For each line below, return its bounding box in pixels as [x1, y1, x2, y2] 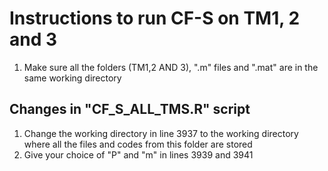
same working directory [23, 72, 122, 84]
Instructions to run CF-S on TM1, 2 [9, 7, 301, 30]
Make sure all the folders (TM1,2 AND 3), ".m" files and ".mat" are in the [23, 61, 319, 73]
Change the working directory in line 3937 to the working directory [23, 127, 299, 139]
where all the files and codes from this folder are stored [23, 138, 253, 150]
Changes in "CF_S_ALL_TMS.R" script [9, 101, 251, 118]
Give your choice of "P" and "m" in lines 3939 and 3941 [23, 148, 254, 161]
